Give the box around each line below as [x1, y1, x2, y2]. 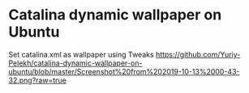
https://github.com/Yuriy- [155, 49, 241, 59]
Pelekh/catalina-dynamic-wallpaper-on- [8, 58, 143, 68]
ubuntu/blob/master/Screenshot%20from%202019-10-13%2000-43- [8, 66, 240, 76]
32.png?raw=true [8, 75, 67, 85]
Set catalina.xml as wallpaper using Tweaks [8, 49, 154, 59]
